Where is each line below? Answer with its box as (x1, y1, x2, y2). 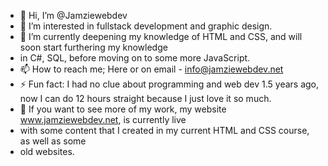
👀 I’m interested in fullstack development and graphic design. (19, 20, 273, 32)
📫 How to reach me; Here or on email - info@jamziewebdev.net (19, 63, 284, 75)
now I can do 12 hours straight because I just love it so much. (19, 93, 272, 104)
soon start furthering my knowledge (19, 41, 168, 53)
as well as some (19, 135, 87, 147)
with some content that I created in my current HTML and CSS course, (19, 125, 310, 136)
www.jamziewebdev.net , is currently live (19, 114, 187, 125)
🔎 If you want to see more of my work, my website (19, 103, 227, 115)
